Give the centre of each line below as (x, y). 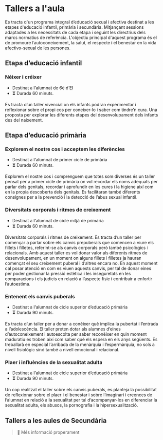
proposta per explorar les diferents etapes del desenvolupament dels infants (81, 115)
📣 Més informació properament (48, 432)
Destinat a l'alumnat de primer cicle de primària (60, 160)
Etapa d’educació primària (46, 135)
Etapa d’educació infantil (44, 63)
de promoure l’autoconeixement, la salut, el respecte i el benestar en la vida (81, 42)
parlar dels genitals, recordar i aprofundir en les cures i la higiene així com (79, 187)
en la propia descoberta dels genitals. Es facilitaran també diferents (72, 192)
